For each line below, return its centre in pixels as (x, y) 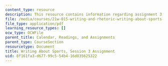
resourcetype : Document (30, 47)
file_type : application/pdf (34, 24)
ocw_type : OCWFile (24, 33)
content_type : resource (30, 10)
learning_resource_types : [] (35, 28)
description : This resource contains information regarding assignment (81, 14)
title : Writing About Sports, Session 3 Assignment (60, 51)
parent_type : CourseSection (34, 42)
